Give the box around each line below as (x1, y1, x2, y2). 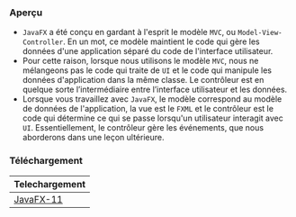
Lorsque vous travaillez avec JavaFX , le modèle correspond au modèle (22, 94, 283, 104)
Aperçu (9, 6, 43, 19)
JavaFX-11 (13, 193, 63, 205)
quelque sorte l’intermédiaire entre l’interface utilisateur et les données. (22, 84, 288, 95)
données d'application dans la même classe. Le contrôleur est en (22, 75, 265, 86)
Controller (22, 38, 64, 47)
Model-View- (238, 29, 283, 38)
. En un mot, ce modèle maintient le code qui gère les (62, 36, 260, 47)
